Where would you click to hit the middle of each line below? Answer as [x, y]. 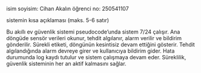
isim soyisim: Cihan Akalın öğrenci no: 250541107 [68, 9]
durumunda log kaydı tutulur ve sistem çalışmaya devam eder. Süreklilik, [96, 57]
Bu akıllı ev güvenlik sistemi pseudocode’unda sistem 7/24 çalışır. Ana [93, 32]
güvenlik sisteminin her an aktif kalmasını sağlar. [66, 63]
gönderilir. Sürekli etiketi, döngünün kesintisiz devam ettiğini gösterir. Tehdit [100, 45]
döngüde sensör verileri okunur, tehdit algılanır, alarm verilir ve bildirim [94, 38]
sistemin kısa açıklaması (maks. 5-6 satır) [58, 20]
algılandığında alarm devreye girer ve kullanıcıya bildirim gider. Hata [91, 51]
